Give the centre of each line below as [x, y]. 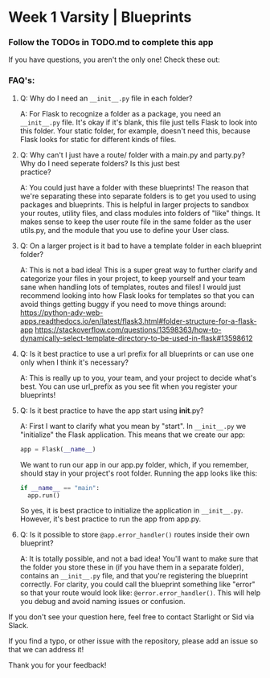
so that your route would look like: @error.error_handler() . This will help [140, 593]
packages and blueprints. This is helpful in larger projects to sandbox [134, 204]
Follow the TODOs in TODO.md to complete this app [111, 43]
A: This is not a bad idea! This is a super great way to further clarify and [139, 270]
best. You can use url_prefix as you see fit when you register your [129, 386]
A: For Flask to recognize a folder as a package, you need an [121, 113]
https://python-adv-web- [61, 312]
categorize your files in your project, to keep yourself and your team [133, 278]
